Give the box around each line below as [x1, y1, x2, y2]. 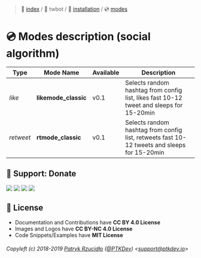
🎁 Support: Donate [6, 169, 77, 179]
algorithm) [6, 47, 60, 61]
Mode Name [44, 68, 80, 77]
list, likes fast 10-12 [124, 93, 182, 101]
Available [92, 68, 120, 77]
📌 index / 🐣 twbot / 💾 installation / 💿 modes [20, 5, 127, 13]
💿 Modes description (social [6, 30, 151, 44]
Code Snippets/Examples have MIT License [14, 231, 124, 239]
